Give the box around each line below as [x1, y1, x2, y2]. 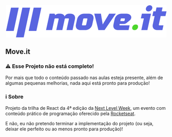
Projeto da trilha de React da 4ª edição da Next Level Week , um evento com [5, 105, 166, 111]
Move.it [5, 47, 31, 56]
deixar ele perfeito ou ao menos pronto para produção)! [5, 126, 123, 132]
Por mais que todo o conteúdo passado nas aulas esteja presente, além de [5, 74, 163, 81]
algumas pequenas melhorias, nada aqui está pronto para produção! [5, 80, 150, 86]
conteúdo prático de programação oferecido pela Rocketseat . [5, 110, 136, 116]
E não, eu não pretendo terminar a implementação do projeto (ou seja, [5, 120, 154, 126]
